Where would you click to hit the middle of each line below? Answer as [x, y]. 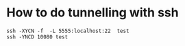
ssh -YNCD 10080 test [37, 37]
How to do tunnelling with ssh [92, 13]
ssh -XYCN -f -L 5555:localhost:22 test [68, 31]
